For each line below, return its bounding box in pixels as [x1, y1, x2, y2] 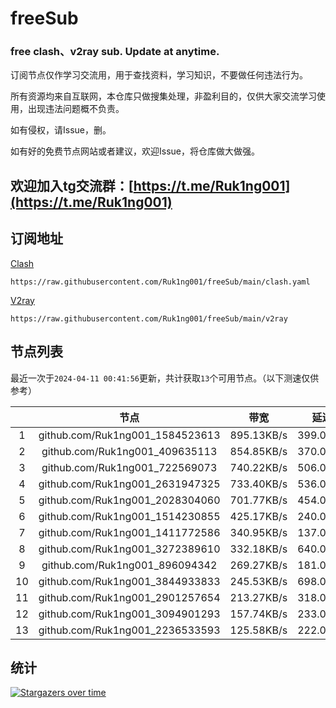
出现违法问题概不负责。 [27, 103, 125, 115]
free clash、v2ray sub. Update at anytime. [10, 45, 220, 59]
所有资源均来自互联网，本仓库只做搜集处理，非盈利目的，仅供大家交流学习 [10, 90, 317, 102]
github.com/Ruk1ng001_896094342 [41, 558, 218, 572]
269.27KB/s [229, 558, 288, 572]
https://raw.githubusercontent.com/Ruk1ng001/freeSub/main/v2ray [10, 313, 288, 324]
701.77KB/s [229, 493, 288, 507]
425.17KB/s [229, 509, 288, 523]
